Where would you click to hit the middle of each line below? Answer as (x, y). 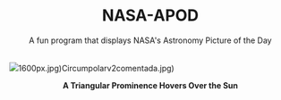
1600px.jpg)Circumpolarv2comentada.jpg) (96, 68)
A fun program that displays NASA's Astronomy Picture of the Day (150, 40)
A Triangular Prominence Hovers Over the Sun (150, 85)
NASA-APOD (150, 16)
